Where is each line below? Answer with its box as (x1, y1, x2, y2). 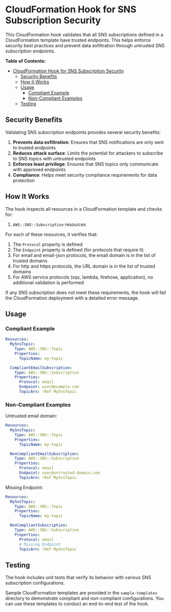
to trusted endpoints (12, 144, 56, 151)
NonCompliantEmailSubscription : (10, 451, 80, 456)
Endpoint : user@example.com (18, 384, 80, 390)
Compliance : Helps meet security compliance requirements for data (12, 172, 158, 178)
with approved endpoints (12, 166, 66, 173)
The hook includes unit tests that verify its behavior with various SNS (5, 574, 151, 581)
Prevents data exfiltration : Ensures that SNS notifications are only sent (12, 139, 164, 145)
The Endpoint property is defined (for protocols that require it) (12, 247, 144, 253)
